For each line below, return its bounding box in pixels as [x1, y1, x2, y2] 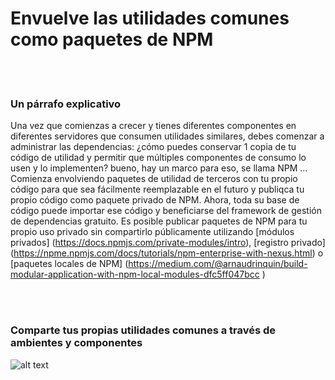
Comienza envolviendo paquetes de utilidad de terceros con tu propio [10, 173, 298, 185]
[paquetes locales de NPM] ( [10, 258, 129, 270]
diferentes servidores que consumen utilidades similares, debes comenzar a [10, 130, 325, 142]
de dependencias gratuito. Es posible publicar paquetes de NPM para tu [10, 215, 308, 227]
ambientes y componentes [10, 336, 143, 350]
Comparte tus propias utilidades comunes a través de [10, 323, 277, 337]
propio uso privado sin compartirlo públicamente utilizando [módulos [10, 226, 295, 238]
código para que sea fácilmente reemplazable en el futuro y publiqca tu [10, 183, 305, 196]
